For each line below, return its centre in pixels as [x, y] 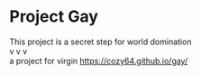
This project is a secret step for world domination [100, 42]
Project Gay [54, 17]
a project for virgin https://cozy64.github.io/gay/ [99, 61]
